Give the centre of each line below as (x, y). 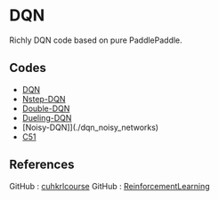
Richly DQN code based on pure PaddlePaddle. (96, 40)
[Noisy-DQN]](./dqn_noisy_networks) (90, 127)
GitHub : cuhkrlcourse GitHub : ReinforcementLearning (110, 186)
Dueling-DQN (47, 117)
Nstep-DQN (44, 99)
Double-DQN (46, 108)
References (42, 165)
